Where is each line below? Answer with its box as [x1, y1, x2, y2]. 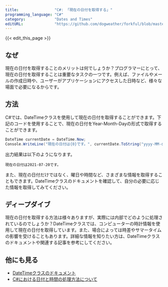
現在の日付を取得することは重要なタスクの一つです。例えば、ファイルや [5, 71, 154, 78]
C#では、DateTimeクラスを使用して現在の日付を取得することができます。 [5, 114, 157, 120]
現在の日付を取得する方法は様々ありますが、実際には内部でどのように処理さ [5, 214, 163, 221]
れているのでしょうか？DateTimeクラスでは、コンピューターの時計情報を [5, 221, 156, 227]
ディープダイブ [5, 200, 51, 209]
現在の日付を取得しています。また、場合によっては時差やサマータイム [18, 227, 162, 233]
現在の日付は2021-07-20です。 [5, 162, 61, 167]
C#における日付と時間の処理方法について [12, 276, 97, 282]
